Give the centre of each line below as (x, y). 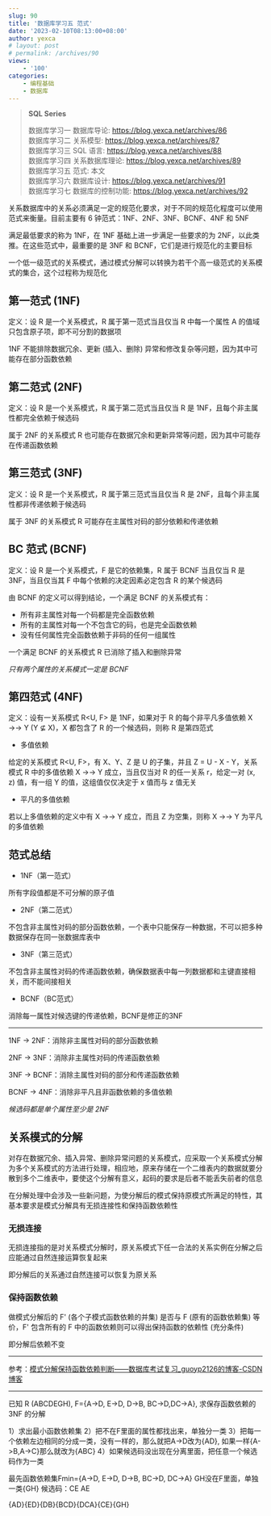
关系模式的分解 (46, 1137)
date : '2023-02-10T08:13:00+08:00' (68, 31)
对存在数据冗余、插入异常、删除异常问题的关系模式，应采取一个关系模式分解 (135, 1158)
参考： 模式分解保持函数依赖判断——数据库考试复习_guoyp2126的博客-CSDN (135, 1368)
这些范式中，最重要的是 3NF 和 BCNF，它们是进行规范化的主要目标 (141, 245)
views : (19, 61)
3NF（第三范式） (48, 954)
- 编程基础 (39, 83)
